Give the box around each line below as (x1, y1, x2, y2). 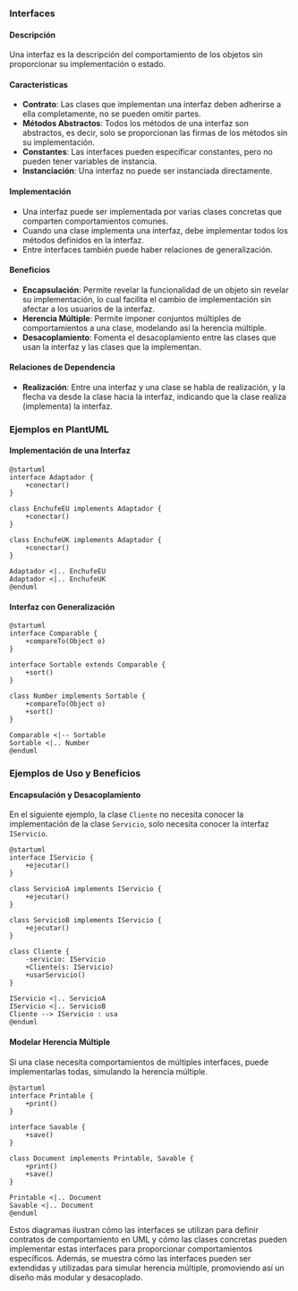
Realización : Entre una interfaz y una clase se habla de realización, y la (21, 381, 286, 392)
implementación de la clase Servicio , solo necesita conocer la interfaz (9, 819, 270, 829)
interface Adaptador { (9, 473, 94, 482)
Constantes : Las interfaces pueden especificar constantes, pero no (21, 147, 273, 157)
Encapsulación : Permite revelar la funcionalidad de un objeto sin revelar (21, 285, 289, 295)
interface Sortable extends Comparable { (9, 660, 166, 669)
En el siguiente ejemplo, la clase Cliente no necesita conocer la (9, 809, 244, 820)
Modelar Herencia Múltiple (9, 1036, 111, 1047)
